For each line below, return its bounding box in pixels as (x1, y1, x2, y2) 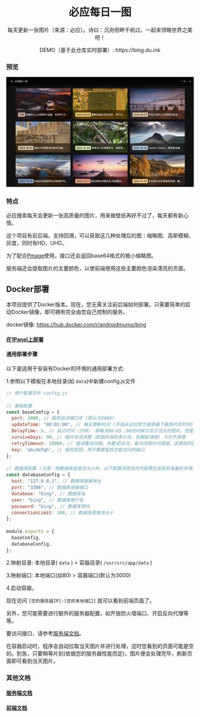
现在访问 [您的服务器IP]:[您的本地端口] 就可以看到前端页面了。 (6, 597, 155, 604)
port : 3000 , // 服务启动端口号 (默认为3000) (11, 415, 115, 421)
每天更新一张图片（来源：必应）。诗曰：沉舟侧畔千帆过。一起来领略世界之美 (7, 26, 193, 33)
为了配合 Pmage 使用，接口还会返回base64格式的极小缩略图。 (6, 252, 157, 259)
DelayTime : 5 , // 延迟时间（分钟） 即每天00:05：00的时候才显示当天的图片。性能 (11, 428, 193, 434)
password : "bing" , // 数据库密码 (11, 503, 90, 510)
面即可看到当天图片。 (6, 657, 58, 665)
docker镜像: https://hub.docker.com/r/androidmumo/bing (6, 321, 147, 328)
